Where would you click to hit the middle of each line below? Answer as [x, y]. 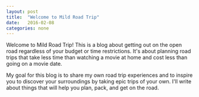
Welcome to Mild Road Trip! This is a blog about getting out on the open [94, 45]
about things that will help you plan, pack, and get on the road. [83, 88]
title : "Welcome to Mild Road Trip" [53, 17]
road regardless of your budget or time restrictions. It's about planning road [99, 51]
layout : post [22, 12]
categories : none [28, 28]
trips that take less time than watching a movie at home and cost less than [97, 57]
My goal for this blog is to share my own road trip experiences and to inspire [99, 75]
